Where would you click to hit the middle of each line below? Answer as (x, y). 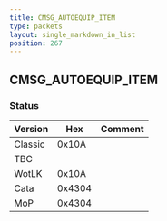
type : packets (36, 26)
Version (31, 129)
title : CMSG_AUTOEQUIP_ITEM (63, 18)
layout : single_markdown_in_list (73, 34)
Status (24, 105)
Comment (122, 129)
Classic (29, 144)
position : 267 (36, 43)
